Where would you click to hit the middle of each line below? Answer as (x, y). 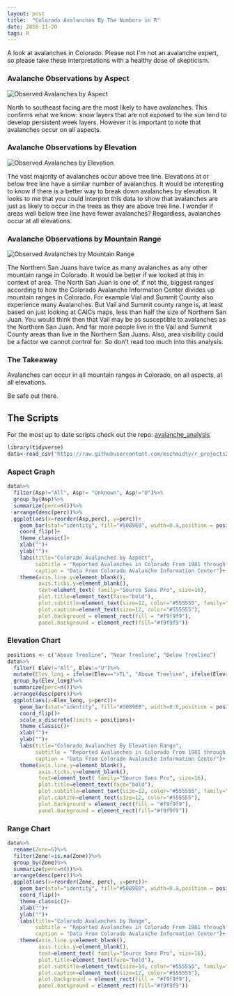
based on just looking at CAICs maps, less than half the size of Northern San (117, 312)
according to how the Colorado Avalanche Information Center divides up (111, 290)
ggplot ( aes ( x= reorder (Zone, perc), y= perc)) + (81, 882)
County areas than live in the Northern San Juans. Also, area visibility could (116, 334)
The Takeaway (32, 360)
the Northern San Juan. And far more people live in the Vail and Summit (110, 327)
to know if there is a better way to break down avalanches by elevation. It (112, 191)
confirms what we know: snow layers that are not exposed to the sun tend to (117, 114)
